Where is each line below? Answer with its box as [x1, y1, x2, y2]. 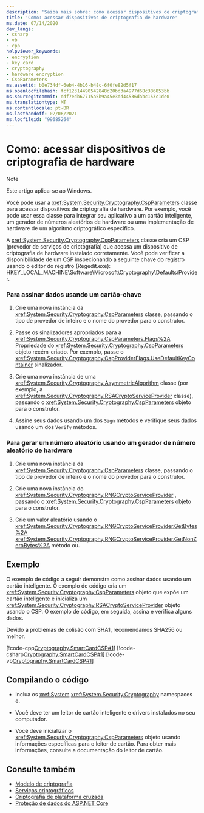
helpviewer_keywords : [6, 49, 61, 55]
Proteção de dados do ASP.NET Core [15, 800, 109, 807]
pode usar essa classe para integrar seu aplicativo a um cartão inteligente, [6, 212, 193, 219]
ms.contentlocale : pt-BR [6, 105, 69, 111]
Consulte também [6, 764, 76, 775]
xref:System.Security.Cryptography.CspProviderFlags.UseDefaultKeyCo [15, 355, 195, 362]
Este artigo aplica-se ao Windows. [6, 187, 92, 194]
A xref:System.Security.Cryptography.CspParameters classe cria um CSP [6, 236, 189, 244]
